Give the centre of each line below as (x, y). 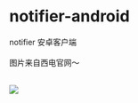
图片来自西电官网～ (45, 62)
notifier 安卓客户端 (43, 42)
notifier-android (70, 16)
